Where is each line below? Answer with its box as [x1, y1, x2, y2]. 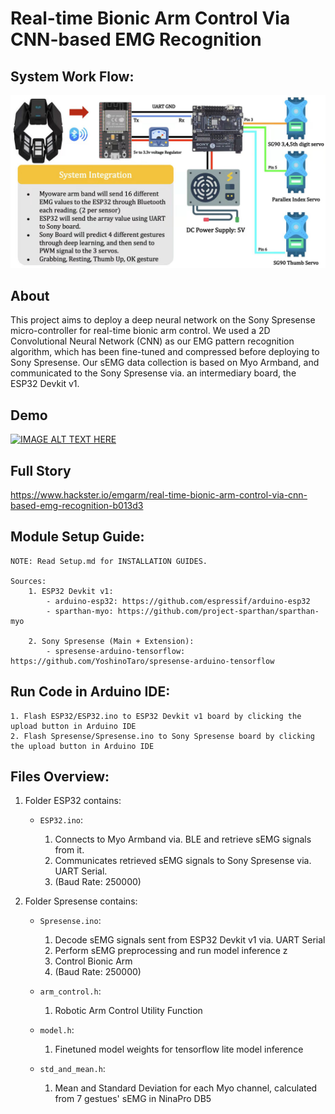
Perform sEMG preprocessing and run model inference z [54, 945, 288, 957]
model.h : [39, 1024, 75, 1036]
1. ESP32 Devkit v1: [28, 586, 114, 596]
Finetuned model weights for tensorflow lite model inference [54, 1043, 304, 1056]
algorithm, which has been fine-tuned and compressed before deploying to [10, 346, 320, 358]
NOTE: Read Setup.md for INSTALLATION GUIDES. [10, 556, 208, 566]
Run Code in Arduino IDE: [10, 683, 171, 701]
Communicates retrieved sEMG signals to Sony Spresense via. [54, 855, 312, 867]
